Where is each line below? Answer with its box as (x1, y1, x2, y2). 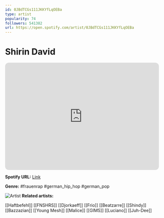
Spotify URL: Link (5, 174, 41, 180)
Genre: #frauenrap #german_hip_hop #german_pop (5, 183, 110, 189)
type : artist (5, 12, 32, 17)
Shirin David (5, 46, 56, 58)
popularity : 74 (5, 16, 36, 21)
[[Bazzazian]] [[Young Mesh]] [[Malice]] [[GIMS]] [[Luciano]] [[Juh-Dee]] (5, 208, 152, 214)
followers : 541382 (5, 20, 42, 26)
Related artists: (21, 193, 54, 199)
